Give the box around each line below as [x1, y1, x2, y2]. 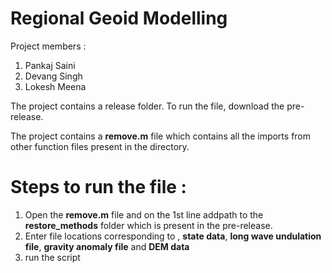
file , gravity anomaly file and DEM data [24, 240, 190, 252]
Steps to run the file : [10, 176, 187, 199]
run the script [24, 251, 81, 263]
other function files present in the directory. [10, 140, 190, 152]
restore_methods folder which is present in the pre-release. [24, 219, 273, 231]
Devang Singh [24, 70, 83, 82]
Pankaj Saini [24, 59, 76, 71]
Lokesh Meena [24, 80, 87, 92]
